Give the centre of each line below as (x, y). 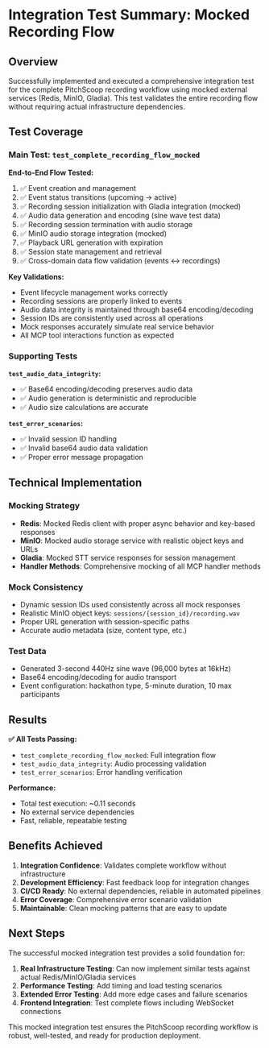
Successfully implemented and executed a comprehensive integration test (131, 81)
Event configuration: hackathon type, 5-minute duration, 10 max (126, 686)
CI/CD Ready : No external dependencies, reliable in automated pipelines (141, 891)
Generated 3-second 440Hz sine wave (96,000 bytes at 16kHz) (125, 669)
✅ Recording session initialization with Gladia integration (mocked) (130, 206)
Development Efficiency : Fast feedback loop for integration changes (134, 882)
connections (41, 1011)
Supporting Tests (43, 356)
